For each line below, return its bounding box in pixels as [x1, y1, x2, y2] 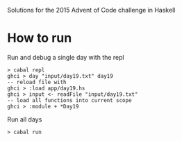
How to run [7, 31, 72, 46]
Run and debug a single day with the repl [7, 53, 124, 61]
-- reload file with [7, 78, 67, 85]
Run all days [7, 115, 42, 124]
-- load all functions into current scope [7, 97, 132, 103]
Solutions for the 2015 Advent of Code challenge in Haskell [7, 6, 176, 14]
